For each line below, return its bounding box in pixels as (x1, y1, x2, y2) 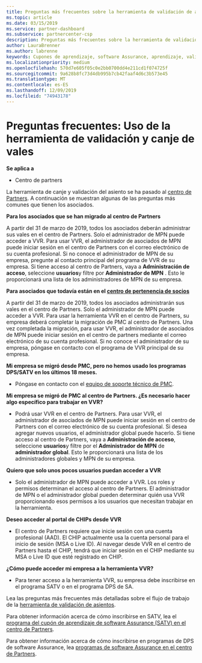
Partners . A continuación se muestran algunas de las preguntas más (6, 194, 176, 202)
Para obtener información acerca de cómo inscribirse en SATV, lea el (6, 612, 177, 620)
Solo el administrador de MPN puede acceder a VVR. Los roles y (14, 478, 175, 485)
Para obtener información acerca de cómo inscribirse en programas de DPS (6, 637, 194, 644)
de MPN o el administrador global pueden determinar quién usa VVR (14, 491, 185, 498)
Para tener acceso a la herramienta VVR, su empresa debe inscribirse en (14, 576, 195, 583)
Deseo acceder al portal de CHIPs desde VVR (6, 516, 121, 523)
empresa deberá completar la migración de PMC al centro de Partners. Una (6, 318, 194, 325)
